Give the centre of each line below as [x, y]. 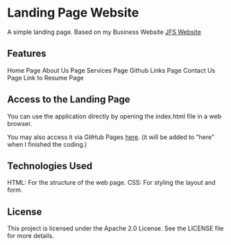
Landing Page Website [73, 13]
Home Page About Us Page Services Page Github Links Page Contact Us [111, 70]
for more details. [31, 236]
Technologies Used [50, 166]
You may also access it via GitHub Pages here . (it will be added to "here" [111, 137]
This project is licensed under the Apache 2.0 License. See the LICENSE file [115, 228]
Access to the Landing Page [69, 99]
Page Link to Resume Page [46, 78]
